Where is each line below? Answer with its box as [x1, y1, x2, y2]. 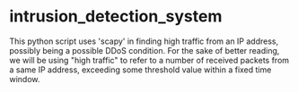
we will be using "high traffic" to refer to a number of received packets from [9, 54, 290, 65]
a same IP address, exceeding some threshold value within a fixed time [9, 64, 272, 75]
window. [9, 73, 40, 84]
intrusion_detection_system [9, 6, 223, 27]
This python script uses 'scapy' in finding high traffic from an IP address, [9, 36, 279, 46]
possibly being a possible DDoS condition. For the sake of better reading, [9, 45, 280, 55]
